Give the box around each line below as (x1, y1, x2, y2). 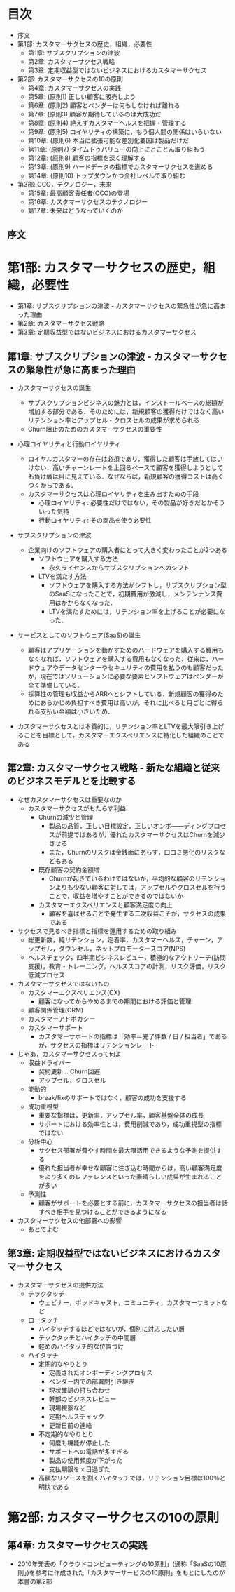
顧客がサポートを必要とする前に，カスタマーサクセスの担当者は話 (38, 1198, 228, 1207)
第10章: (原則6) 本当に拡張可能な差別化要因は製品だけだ (27, 136, 189, 145)
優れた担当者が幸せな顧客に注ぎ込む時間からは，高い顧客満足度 (38, 1163, 222, 1172)
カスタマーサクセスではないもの (17, 979, 110, 988)
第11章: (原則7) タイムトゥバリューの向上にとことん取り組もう (27, 145, 206, 153)
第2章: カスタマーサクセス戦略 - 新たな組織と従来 (7, 762, 220, 774)
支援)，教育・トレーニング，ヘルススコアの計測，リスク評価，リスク (27, 962, 226, 970)
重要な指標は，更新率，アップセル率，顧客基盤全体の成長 (38, 1111, 204, 1119)
